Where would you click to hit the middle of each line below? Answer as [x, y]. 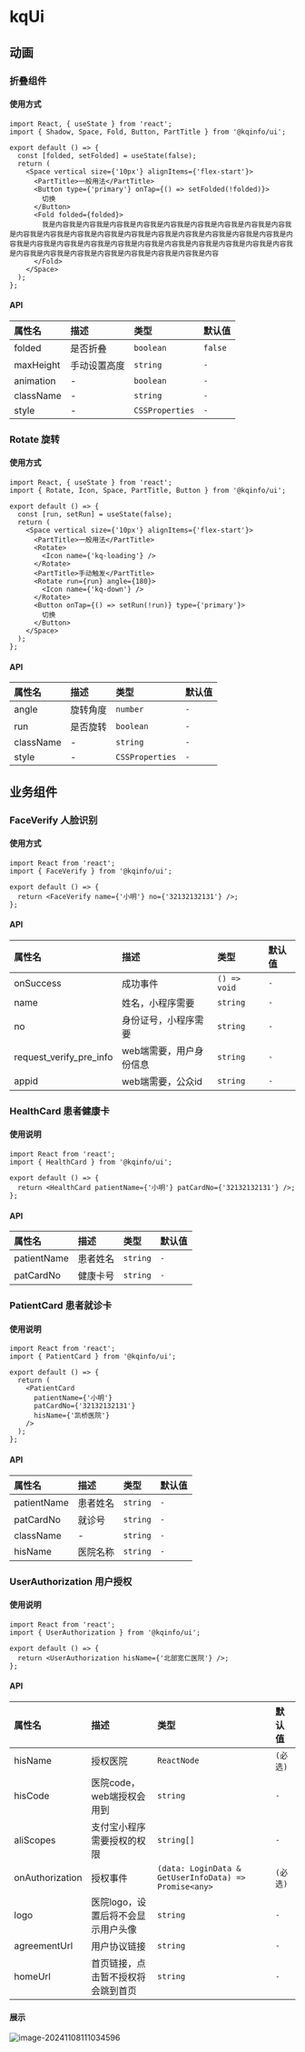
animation [35, 381]
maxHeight [37, 365]
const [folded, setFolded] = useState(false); [107, 155]
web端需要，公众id [162, 1081]
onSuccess [38, 983]
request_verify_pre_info [64, 1056]
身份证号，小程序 [158, 1020]
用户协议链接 [118, 1946]
